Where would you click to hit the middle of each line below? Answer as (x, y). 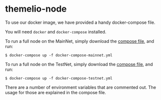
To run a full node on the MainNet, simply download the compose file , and (80, 41)
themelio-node (36, 9)
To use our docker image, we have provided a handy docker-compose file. (80, 22)
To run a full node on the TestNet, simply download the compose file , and (79, 64)
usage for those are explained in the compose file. (56, 92)
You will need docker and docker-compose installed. (56, 32)
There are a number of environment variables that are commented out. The (81, 87)
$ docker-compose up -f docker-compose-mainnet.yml (59, 55)
